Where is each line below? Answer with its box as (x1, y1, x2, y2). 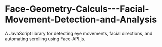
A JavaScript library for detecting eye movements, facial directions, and (5, 30, 153, 36)
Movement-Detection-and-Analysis (5, 14, 157, 25)
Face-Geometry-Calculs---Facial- (5, 3, 149, 15)
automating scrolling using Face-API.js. (5, 36, 86, 42)
